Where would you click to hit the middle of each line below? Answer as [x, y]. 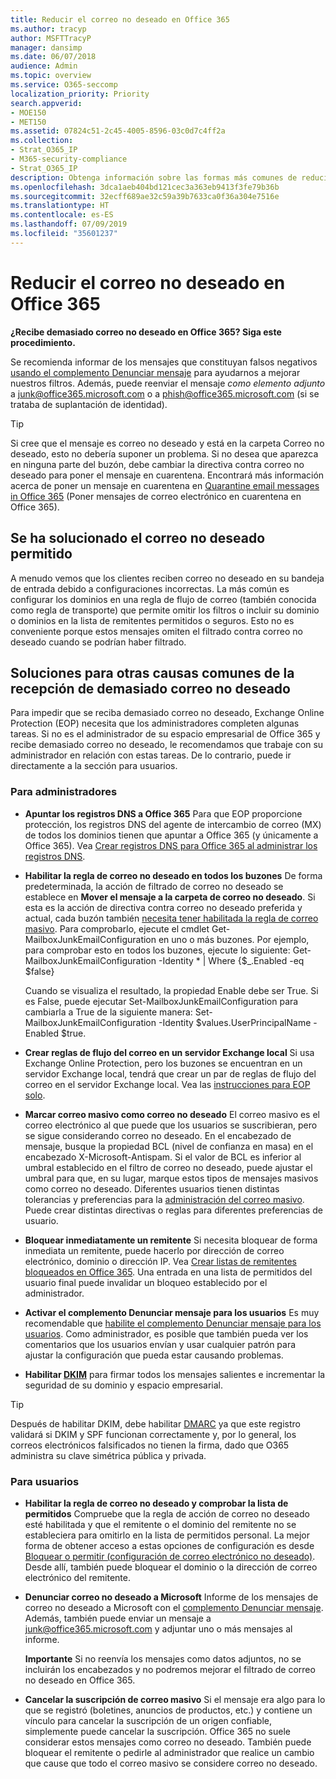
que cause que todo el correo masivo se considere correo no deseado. [171, 1763]
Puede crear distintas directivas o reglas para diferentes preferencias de [173, 1210]
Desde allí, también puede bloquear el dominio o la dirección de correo [171, 1567]
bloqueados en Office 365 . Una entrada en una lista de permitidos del [168, 1272]
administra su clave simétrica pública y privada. [108, 1455]
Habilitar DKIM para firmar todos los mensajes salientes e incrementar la [175, 1374]
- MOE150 [28, 112]
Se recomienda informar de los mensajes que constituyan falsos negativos [164, 362]
